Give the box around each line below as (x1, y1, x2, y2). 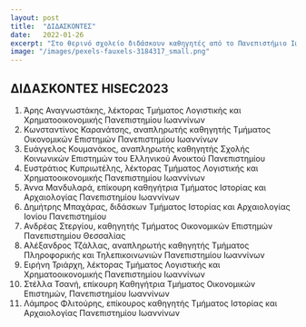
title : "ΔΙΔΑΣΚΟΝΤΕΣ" (10, 22, 96, 31)
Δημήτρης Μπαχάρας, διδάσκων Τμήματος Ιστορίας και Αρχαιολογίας (23, 201, 291, 212)
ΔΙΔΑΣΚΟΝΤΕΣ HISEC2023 (10, 81, 169, 96)
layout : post (10, 13, 60, 23)
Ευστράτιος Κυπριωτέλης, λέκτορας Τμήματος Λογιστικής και (23, 163, 259, 173)
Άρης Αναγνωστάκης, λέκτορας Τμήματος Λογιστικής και (23, 104, 242, 115)
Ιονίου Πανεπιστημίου (23, 211, 107, 222)
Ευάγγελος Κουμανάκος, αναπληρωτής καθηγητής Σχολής (23, 143, 251, 154)
